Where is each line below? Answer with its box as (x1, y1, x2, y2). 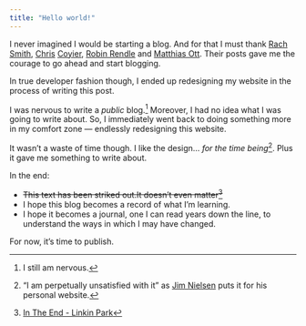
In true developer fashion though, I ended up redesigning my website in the (9, 75, 291, 87)
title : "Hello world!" (9, 13, 96, 23)
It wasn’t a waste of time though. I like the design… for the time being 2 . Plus (9, 141, 293, 153)
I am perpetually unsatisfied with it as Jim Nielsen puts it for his (25, 280, 268, 290)
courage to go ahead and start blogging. (9, 57, 161, 68)
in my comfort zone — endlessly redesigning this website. (9, 124, 227, 135)
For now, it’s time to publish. (9, 236, 115, 247)
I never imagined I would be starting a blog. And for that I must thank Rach (9, 38, 289, 49)
